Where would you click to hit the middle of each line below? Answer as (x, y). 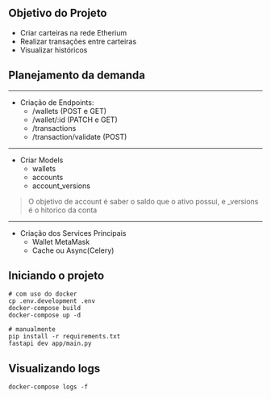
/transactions (54, 128)
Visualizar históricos (54, 50)
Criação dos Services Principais (73, 233)
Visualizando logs (54, 368)
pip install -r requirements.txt (65, 337)
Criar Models (42, 160)
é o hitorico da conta (63, 210)
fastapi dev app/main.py (50, 344)
